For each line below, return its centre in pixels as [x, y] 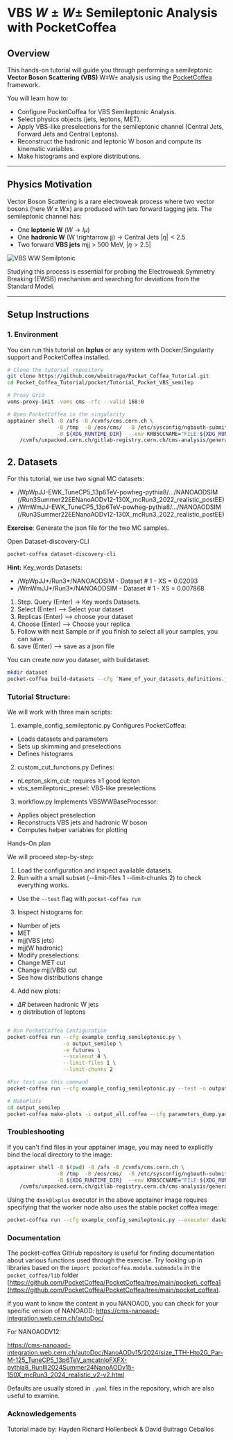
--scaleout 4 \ [85, 1056]
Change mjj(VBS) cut [47, 970]
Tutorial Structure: [39, 696]
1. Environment [33, 334]
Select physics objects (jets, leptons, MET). [79, 119]
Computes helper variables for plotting [72, 829]
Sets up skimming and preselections [69, 746]
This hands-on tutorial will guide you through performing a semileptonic [110, 70]
